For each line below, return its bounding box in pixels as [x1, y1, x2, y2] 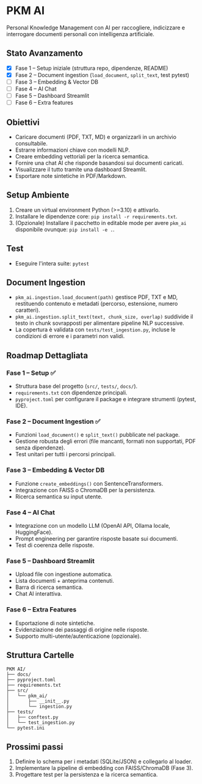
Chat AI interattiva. [15, 590, 62, 597]
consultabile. [15, 139, 48, 147]
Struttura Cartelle [6, 649, 74, 660]
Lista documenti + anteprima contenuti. [15, 577, 114, 585]
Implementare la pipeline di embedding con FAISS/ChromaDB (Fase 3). [15, 764, 193, 772]
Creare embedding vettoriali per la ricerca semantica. [15, 152, 150, 160]
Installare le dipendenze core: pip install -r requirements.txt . [15, 212, 178, 220]
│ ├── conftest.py [6, 714, 59, 720]
